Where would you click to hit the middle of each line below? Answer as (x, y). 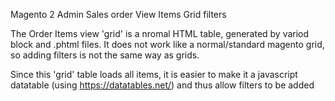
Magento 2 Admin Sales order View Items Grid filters (118, 14)
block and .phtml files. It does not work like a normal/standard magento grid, (167, 44)
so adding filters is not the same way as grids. (105, 55)
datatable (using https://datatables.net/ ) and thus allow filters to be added (162, 85)
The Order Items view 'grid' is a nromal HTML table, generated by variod (160, 33)
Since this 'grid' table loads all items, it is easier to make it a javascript (154, 74)
